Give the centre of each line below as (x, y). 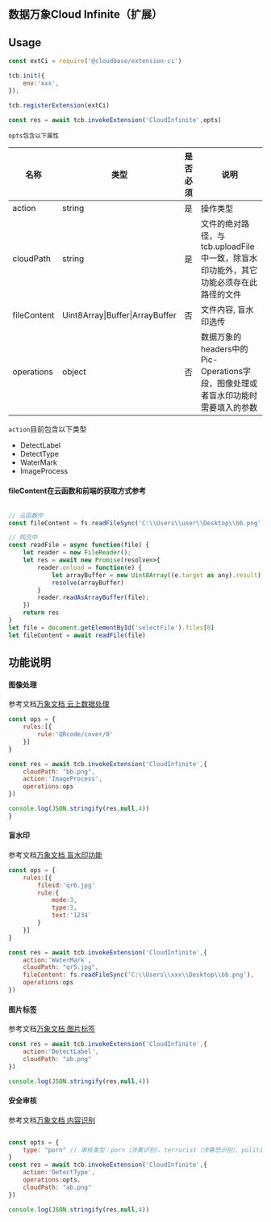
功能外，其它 (233, 271)
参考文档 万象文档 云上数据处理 (59, 704)
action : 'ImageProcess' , (63, 779)
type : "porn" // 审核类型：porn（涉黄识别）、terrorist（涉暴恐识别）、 (132, 1150)
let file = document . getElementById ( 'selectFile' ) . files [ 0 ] (112, 628)
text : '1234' (71, 916)
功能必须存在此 (229, 283)
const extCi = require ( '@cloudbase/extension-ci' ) (95, 61)
